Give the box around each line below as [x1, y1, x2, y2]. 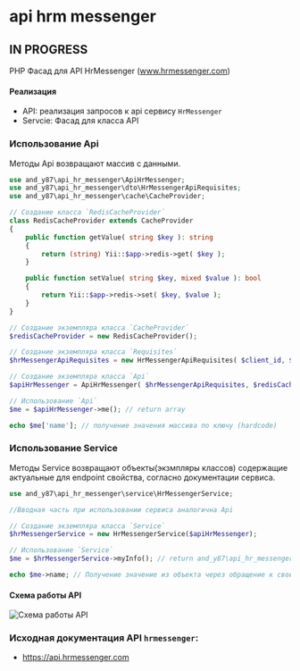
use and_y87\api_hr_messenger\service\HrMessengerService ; [9, 489, 234, 498]
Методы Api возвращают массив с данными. [9, 158, 181, 169]
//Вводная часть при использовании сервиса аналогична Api [9, 505, 234, 515]
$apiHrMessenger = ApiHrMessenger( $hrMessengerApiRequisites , [9, 381, 250, 390]
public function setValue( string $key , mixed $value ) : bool [25, 274, 262, 283]
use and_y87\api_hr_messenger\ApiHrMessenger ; [9, 175, 186, 184]
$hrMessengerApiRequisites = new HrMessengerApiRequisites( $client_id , [9, 356, 286, 365]
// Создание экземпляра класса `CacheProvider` [9, 323, 190, 332]
